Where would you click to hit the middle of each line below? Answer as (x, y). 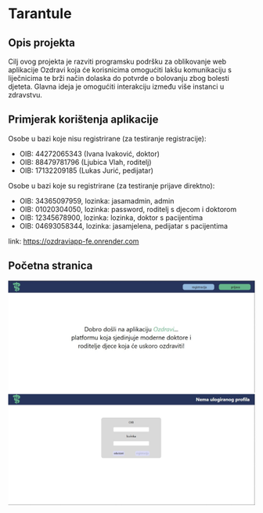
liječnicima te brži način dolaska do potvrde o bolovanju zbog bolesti (119, 78)
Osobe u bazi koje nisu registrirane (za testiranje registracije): (107, 138)
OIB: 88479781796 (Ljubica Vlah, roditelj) (85, 162)
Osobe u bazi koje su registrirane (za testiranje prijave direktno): (112, 185)
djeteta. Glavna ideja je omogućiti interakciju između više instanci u (116, 86)
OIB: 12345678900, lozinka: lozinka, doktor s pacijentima (111, 218)
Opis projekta (42, 43)
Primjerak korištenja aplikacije (83, 120)
